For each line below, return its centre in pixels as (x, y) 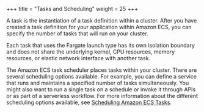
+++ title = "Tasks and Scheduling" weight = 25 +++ (72, 9)
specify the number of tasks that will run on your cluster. (77, 33)
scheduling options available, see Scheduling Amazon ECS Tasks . (89, 102)
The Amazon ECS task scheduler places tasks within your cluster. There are (102, 70)
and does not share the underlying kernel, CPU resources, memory (91, 52)
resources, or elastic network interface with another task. (78, 58)
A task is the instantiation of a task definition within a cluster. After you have (102, 20)
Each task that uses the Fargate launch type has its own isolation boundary (101, 45)
